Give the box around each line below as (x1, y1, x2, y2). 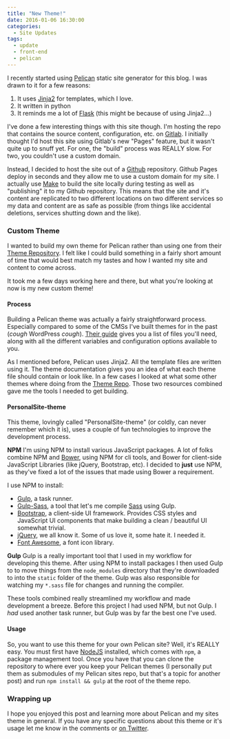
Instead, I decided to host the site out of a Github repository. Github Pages (7, 164, 218, 173)
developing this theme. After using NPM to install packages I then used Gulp (7, 559, 224, 568)
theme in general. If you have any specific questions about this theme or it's (7, 716, 222, 725)
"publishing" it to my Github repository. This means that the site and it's (7, 186, 210, 195)
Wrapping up (7, 694, 52, 703)
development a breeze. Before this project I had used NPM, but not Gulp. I (7, 601, 217, 610)
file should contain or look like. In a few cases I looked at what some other (7, 372, 217, 381)
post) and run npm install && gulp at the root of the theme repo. (7, 676, 191, 685)
